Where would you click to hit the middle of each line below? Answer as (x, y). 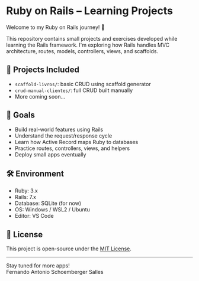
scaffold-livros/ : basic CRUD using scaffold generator (83, 84)
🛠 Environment (35, 173)
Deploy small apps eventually (50, 154)
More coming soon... (40, 96)
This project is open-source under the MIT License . (69, 249)
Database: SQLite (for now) (48, 203)
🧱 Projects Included (43, 70)
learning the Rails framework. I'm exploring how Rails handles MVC (88, 45)
